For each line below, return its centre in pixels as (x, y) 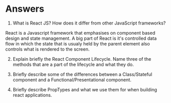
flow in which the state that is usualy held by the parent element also (78, 43)
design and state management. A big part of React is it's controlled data (81, 38)
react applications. (32, 95)
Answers (25, 9)
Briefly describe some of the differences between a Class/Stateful (82, 74)
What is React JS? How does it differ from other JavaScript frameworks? (89, 23)
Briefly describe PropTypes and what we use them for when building (85, 89)
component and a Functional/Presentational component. (72, 80)
